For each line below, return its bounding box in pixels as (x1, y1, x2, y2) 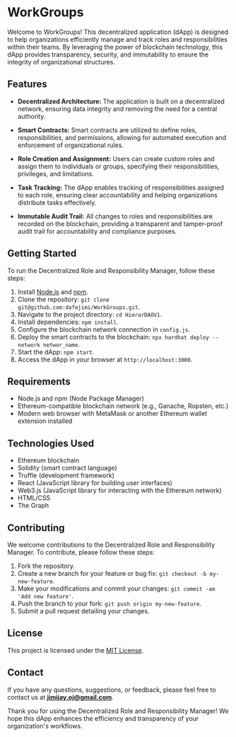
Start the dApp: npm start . (17, 347, 95, 356)
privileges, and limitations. (17, 169, 94, 178)
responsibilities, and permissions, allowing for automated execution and (17, 133, 227, 141)
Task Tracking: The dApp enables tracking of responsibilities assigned (17, 183, 225, 192)
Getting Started (7, 248, 77, 260)
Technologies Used (7, 437, 94, 449)
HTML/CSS (17, 494, 51, 502)
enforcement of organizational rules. (17, 141, 124, 149)
